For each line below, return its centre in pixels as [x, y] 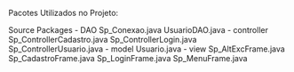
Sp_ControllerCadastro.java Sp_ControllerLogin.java [103, 40]
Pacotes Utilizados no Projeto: [64, 13]
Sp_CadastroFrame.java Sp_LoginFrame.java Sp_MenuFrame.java [128, 58]
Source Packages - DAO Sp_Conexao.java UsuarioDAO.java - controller [138, 30]
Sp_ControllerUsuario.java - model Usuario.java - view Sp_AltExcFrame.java [147, 49]
